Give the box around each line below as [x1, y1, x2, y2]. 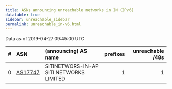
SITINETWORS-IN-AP [45, 63, 99, 70]
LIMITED [45, 75, 66, 82]
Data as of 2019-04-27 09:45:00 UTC [5, 36, 85, 42]
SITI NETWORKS [45, 69, 85, 76]
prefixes [104, 51, 125, 58]
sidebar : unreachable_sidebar [5, 17, 70, 22]
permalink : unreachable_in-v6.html [5, 21, 81, 27]
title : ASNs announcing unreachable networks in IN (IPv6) [5, 7, 134, 13]
